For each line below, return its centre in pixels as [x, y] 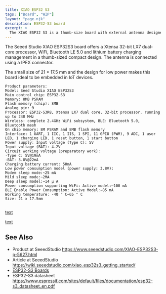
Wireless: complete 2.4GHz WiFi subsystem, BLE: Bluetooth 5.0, [73, 121]
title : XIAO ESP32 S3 [27, 10]
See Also [19, 237]
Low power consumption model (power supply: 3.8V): [59, 168]
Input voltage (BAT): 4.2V [33, 147]
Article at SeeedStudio [35, 259]
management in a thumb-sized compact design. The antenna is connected [81, 57]
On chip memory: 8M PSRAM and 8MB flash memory [55, 129]
